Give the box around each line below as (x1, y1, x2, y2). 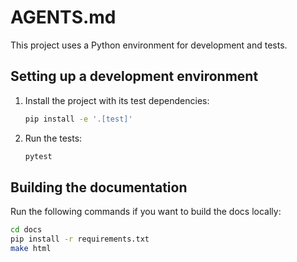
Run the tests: (24, 132, 83, 144)
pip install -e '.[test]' (24, 114, 133, 124)
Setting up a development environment (10, 68, 259, 85)
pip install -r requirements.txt (10, 234, 150, 245)
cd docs (10, 225, 43, 235)
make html (10, 244, 52, 254)
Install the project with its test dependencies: (24, 94, 210, 106)
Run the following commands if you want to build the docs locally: (10, 206, 282, 218)
